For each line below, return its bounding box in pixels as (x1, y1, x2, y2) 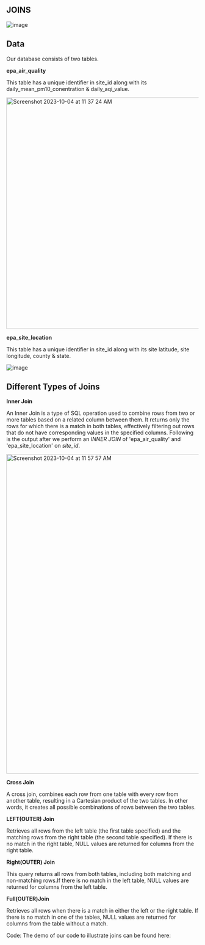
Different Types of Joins (6, 382, 100, 392)
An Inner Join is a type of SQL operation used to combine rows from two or (6, 409, 195, 417)
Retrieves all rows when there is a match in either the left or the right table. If (6, 907, 198, 914)
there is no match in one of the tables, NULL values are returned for (6, 913, 176, 921)
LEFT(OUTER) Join (6, 815, 55, 823)
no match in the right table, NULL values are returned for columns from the (6, 840, 194, 848)
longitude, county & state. (6, 352, 71, 359)
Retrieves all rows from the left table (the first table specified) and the (6, 827, 181, 834)
